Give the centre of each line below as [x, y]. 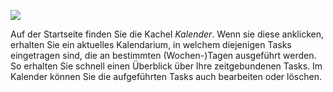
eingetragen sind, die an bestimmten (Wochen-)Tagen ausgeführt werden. [163, 55]
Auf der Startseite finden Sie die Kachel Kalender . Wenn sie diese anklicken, [167, 34]
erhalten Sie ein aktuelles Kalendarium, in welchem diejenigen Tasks [151, 44]
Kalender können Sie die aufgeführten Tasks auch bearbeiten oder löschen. [166, 76]
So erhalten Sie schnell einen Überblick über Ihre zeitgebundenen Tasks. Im [166, 66]
